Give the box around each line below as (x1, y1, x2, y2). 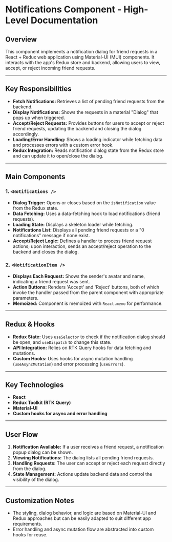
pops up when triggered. (12, 114, 66, 121)
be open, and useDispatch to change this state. (12, 339, 112, 345)
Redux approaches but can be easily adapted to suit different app (12, 515, 151, 521)
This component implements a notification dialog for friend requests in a (5, 49, 158, 54)
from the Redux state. (12, 205, 59, 211)
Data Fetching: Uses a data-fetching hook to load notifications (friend (12, 210, 161, 217)
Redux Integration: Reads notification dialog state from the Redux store (12, 147, 164, 153)
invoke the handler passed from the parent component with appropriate (12, 289, 164, 296)
